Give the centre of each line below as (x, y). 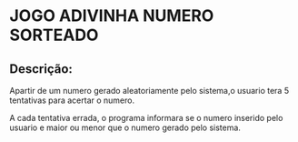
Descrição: (41, 69)
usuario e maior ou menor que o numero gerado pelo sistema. (125, 127)
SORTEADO (54, 35)
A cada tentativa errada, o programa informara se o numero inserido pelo (146, 118)
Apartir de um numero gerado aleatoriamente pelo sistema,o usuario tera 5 (149, 91)
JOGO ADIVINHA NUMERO (112, 16)
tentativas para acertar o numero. (72, 100)
